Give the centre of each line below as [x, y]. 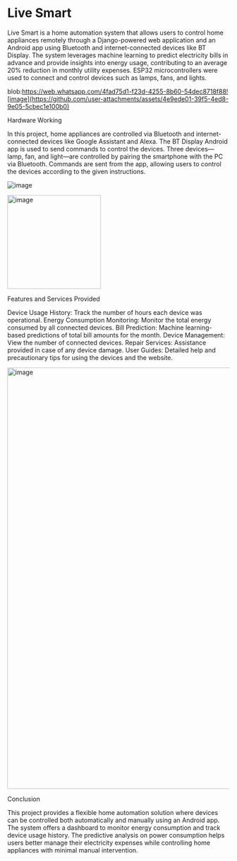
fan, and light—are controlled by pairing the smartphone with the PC [124, 156]
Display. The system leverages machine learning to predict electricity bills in [118, 55]
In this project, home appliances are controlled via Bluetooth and [101, 134]
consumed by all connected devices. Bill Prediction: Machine [96, 328]
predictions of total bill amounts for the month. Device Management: [126, 335]
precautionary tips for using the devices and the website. [90, 357]
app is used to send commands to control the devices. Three [96, 149]
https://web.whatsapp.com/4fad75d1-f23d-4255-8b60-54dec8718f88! [125, 91]
